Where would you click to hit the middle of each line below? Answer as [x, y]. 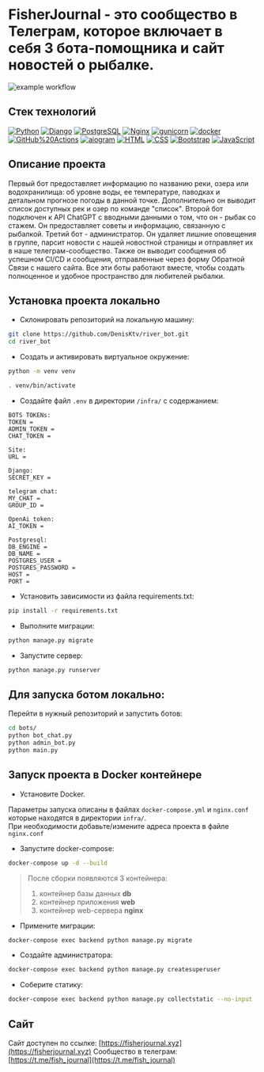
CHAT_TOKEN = [30, 436]
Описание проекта [57, 164]
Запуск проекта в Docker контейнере [105, 775]
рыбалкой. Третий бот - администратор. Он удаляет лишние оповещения [132, 234]
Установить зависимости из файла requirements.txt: [107, 596]
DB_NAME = [25, 553]
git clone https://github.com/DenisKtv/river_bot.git [99, 334]
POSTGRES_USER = [35, 561]
